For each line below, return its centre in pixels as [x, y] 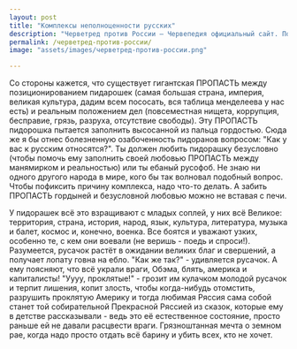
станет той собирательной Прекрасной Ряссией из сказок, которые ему [146, 307]
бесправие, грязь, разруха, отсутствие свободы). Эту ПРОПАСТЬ [133, 121]
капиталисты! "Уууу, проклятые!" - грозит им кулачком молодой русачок [148, 278]
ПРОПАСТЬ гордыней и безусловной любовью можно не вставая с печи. [148, 196]
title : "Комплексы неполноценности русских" [92, 26]
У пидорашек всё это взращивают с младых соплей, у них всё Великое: [146, 213]
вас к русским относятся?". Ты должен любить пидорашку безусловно [144, 149]
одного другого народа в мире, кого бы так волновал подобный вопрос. [146, 177]
